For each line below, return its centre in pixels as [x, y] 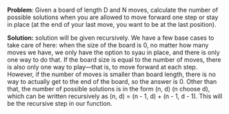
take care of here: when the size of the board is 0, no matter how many [108, 45]
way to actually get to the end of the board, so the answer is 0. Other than [112, 81]
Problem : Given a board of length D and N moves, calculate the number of [113, 10]
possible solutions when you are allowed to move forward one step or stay [113, 17]
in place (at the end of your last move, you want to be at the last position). [112, 24]
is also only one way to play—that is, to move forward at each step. [102, 67]
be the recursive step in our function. [60, 103]
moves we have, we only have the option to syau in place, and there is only [113, 52]
